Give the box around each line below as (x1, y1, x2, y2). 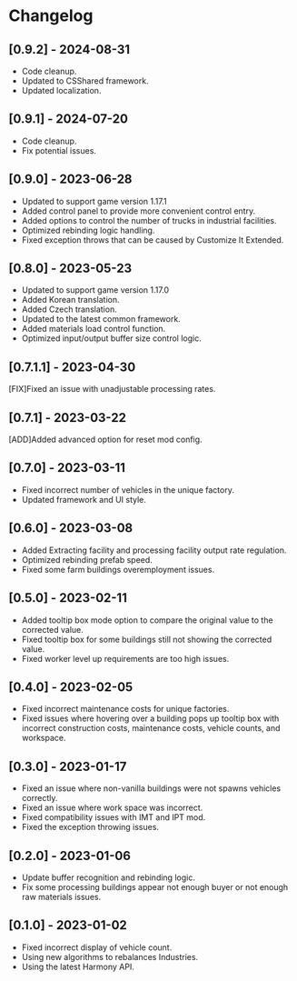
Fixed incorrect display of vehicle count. (21, 942, 173, 953)
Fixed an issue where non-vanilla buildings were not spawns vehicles (21, 783, 282, 794)
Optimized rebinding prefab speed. (21, 554, 153, 565)
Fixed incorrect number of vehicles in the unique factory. (21, 484, 235, 496)
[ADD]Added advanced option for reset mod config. (8, 434, 203, 445)
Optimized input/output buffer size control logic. (21, 333, 202, 344)
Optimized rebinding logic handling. (21, 225, 155, 235)
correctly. (21, 793, 58, 804)
